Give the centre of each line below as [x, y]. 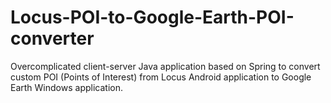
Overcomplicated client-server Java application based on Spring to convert [165, 66]
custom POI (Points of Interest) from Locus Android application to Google [161, 77]
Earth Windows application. [66, 87]
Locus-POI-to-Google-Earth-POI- [152, 17]
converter [52, 38]
